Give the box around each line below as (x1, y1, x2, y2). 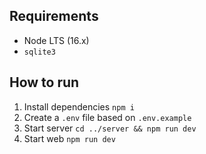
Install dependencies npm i (23, 100, 135, 113)
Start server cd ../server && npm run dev (23, 122, 197, 134)
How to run (9, 74, 80, 91)
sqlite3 (23, 47, 56, 57)
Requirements (9, 8, 99, 25)
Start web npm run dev (23, 132, 116, 144)
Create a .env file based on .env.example (23, 111, 192, 123)
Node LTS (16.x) (23, 34, 90, 46)
